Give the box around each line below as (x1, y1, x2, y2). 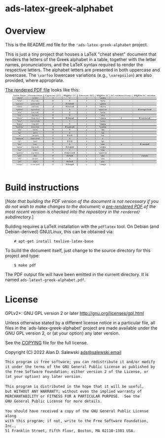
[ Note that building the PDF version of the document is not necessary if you (5, 198, 159, 204)
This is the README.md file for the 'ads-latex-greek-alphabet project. (5, 42, 148, 48)
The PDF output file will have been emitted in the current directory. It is (5, 271, 149, 277)
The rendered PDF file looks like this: (5, 87, 80, 93)
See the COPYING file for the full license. (5, 340, 88, 345)
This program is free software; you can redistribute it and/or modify (5, 359, 155, 364)
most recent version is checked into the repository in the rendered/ (5, 209, 141, 215)
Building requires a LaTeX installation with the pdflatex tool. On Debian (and (5, 223, 159, 229)
